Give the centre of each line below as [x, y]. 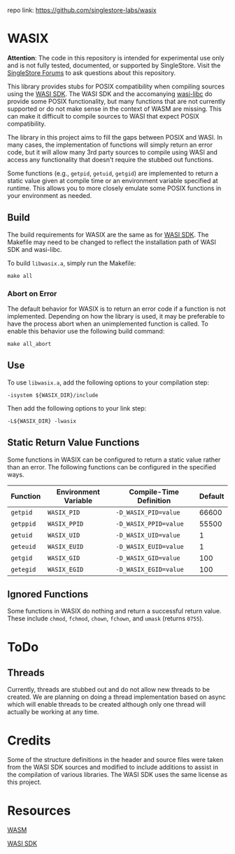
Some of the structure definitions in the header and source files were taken [115, 760]
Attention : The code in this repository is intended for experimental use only [116, 58]
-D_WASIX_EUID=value [149, 546]
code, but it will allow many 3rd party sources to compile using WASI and [113, 152]
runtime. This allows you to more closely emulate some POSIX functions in [114, 188]
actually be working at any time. [53, 712]
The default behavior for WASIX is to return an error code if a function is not [116, 309]
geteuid [23, 546]
